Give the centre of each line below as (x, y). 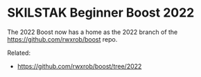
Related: (19, 53)
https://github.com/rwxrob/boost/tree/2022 (79, 66)
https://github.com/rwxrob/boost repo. (62, 39)
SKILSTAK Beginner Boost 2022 (101, 13)
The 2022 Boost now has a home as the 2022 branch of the (93, 32)
